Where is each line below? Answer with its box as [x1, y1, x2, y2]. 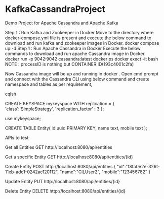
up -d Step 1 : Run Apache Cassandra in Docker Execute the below [5, 45, 141, 51]
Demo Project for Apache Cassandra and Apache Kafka [5, 20, 119, 26]
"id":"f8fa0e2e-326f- [117, 163, 160, 169]
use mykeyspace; [5, 115, 41, 121]
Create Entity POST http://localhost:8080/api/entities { [5, 163, 116, 169]
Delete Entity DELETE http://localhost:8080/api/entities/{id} [5, 188, 126, 194]
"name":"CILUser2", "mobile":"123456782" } [60, 169, 151, 175]
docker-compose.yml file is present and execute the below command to [5, 35, 152, 41]
